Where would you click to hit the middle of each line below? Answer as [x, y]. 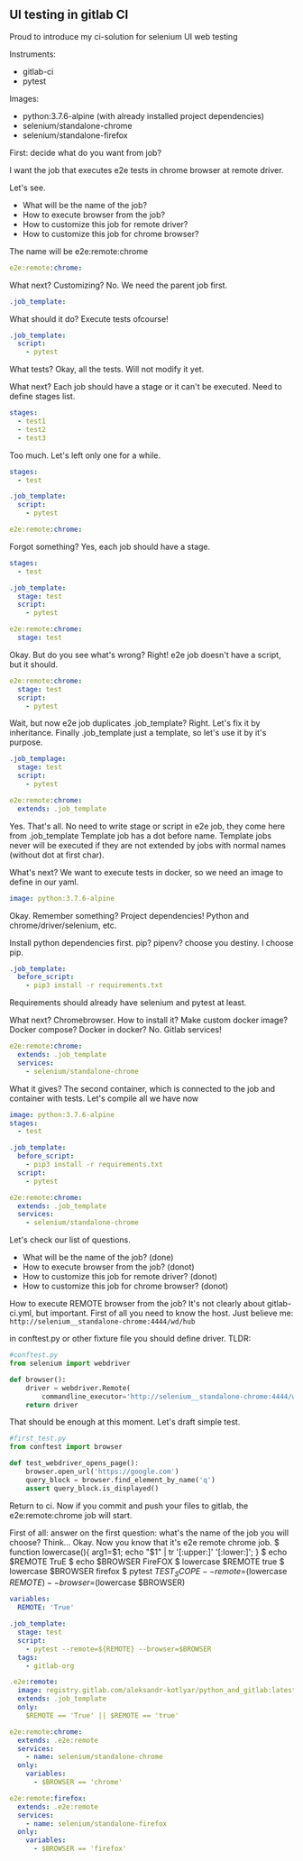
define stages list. [42, 397]
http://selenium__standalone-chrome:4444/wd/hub [102, 1322]
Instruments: [33, 54]
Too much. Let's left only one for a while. [85, 455]
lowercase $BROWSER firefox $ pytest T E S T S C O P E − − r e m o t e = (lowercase [148, 1572]
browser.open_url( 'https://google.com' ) [102, 1472]
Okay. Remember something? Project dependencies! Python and [129, 915]
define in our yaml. [44, 882]
